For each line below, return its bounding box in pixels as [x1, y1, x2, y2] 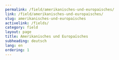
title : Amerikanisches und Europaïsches [5, 34, 89, 39]
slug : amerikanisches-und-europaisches [5, 16, 86, 21]
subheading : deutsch [5, 39, 47, 44]
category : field [5, 25, 38, 30]
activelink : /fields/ [5, 20, 49, 26]
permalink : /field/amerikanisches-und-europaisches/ [5, 7, 115, 12]
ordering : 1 [5, 47, 29, 52]
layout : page [5, 30, 32, 34]
